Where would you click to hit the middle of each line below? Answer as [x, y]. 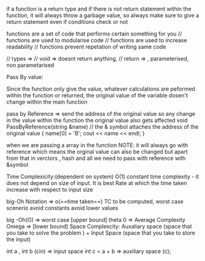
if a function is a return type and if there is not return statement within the [99, 9]
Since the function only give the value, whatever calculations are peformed [101, 89]
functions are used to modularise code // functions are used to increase [97, 40]
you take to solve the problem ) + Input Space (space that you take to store [101, 233]
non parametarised [30, 65]
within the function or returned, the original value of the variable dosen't [97, 95]
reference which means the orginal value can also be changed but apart [97, 152]
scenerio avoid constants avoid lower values [62, 208]
